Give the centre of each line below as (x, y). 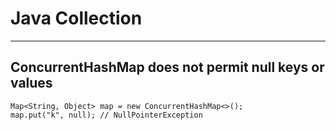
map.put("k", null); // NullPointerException (106, 115)
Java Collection (76, 18)
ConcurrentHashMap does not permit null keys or (167, 67)
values (31, 83)
